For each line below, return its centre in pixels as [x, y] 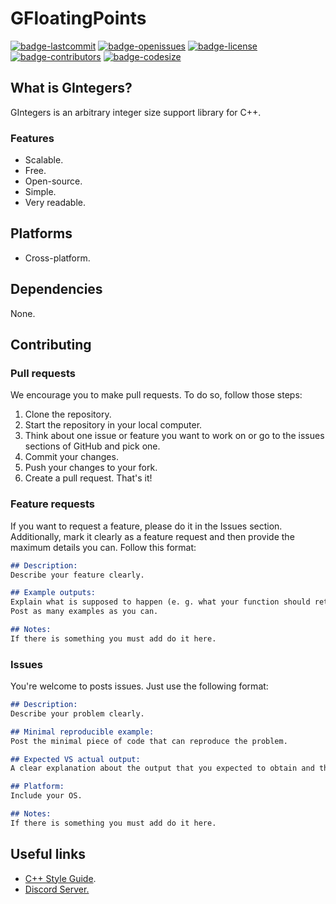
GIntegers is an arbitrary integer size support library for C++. [136, 112]
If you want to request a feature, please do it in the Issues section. [146, 526]
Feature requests [53, 504]
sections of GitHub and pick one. [92, 446]
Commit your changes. [71, 457]
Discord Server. [57, 889]
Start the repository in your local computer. [113, 425]
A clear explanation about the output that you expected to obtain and [162, 768]
